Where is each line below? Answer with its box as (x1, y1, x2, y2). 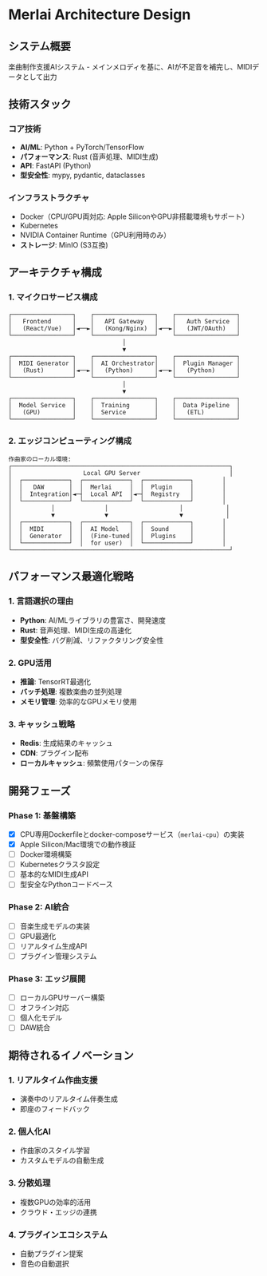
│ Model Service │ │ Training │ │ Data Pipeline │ (8, 401, 241, 409)
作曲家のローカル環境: (8, 455, 72, 463)
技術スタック (8, 97, 72, 111)
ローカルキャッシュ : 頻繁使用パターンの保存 (19, 759, 164, 768)
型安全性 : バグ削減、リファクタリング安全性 (19, 635, 164, 644)
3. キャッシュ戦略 (8, 719, 76, 730)
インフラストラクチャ (8, 192, 90, 203)
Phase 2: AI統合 (8, 902, 70, 913)
